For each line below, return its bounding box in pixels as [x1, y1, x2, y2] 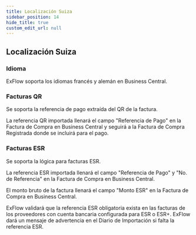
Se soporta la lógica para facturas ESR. [6, 157, 101, 164]
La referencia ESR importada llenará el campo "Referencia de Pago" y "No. [6, 169, 187, 176]
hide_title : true [6, 19, 49, 25]
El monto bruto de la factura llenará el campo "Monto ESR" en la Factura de [6, 186, 189, 194]
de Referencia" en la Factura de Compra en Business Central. [6, 175, 155, 182]
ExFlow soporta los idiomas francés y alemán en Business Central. [6, 78, 168, 85]
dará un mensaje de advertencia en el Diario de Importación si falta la [6, 217, 175, 224]
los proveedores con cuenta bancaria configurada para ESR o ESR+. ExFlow [6, 210, 191, 217]
